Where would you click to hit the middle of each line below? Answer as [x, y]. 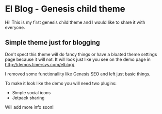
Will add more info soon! [29, 107]
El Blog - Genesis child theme [65, 9]
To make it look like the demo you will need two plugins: [61, 83]
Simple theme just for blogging [53, 43]
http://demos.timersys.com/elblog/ [40, 64]
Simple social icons [31, 92]
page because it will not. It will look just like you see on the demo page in [78, 59]
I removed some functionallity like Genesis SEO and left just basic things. [78, 74]
